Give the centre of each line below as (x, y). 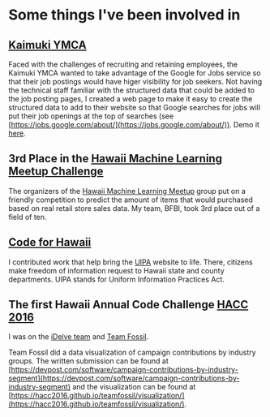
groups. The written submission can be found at (88, 361)
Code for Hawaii (50, 242)
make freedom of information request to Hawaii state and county (116, 270)
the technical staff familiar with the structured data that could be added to (132, 90)
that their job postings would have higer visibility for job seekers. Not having (135, 82)
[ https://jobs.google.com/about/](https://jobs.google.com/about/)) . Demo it (134, 125)
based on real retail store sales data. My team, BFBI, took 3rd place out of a (134, 208)
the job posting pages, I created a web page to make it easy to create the (131, 99)
